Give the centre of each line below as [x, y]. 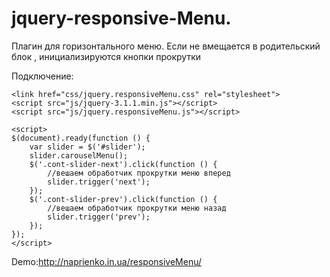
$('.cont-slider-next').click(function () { [123, 164]
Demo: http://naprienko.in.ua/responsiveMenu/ [107, 261]
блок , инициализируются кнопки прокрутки [106, 56]
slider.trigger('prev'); [99, 217]
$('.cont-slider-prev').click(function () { [123, 199]
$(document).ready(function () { [81, 138]
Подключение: [42, 76]
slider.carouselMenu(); [79, 155]
